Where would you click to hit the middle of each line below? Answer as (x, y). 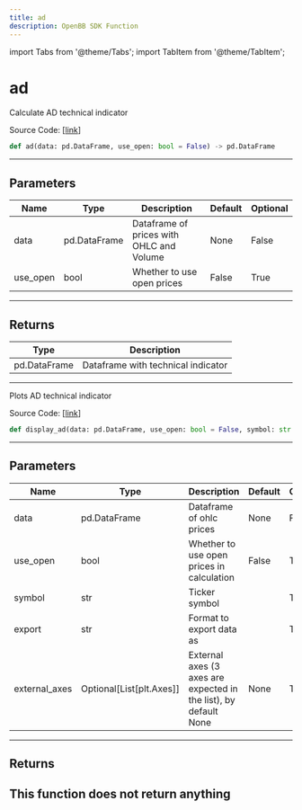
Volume (148, 257)
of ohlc (203, 518)
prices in (207, 565)
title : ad (28, 18)
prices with (155, 235)
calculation (212, 577)
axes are (206, 677)
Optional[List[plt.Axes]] (130, 689)
